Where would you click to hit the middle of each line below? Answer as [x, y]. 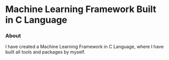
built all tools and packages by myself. [45, 52]
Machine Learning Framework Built [81, 9]
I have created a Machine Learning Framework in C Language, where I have [84, 47]
